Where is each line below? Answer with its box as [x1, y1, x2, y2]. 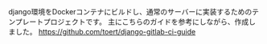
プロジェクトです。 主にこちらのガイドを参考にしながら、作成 [43, 17, 249, 26]
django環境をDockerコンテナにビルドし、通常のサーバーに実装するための [8, 7, 253, 16]
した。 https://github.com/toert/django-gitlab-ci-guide [14, 27, 196, 36]
